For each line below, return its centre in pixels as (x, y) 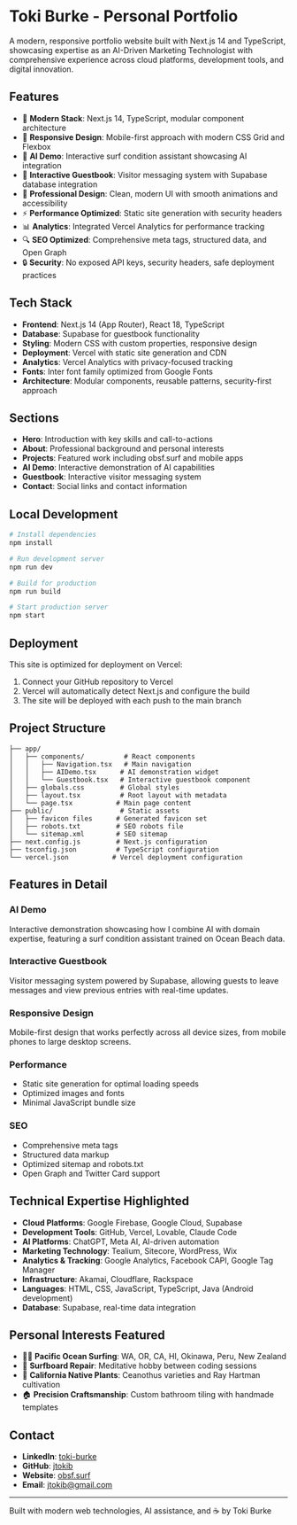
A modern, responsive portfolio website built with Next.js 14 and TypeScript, (147, 41)
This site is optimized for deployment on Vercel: (96, 665)
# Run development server (57, 559)
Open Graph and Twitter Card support (91, 1173)
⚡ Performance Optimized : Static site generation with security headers (152, 213)
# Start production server (59, 607)
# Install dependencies (53, 535)
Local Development (64, 514)
